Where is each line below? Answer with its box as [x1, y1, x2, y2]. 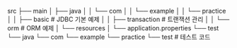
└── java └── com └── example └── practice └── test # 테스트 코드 [7, 32, 211, 41]
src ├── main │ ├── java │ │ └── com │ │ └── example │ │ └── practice [7, 7, 226, 15]
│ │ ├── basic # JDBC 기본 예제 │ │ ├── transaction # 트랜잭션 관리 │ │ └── [7, 15, 230, 23]
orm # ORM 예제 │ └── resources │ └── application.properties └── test [7, 24, 219, 32]
